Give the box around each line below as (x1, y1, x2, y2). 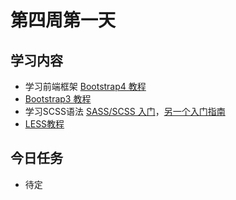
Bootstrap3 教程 (24, 93, 92, 105)
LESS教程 (24, 118, 65, 130)
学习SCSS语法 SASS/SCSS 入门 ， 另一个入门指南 (24, 106, 226, 117)
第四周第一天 (10, 9, 117, 32)
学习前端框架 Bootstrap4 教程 (24, 81, 147, 92)
